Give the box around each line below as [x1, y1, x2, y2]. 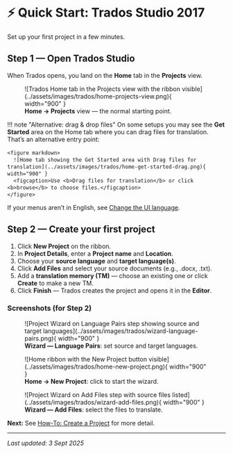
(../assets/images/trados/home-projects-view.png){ [24, 92, 172, 100]
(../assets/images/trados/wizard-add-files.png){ [24, 398, 162, 406]
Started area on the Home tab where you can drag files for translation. [7, 127, 209, 136]
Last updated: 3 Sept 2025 [7, 439, 85, 447]
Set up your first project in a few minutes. [7, 32, 126, 41]
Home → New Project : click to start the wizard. [24, 377, 159, 385]
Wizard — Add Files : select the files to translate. [24, 405, 163, 414]
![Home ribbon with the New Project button [24, 355, 148, 363]
